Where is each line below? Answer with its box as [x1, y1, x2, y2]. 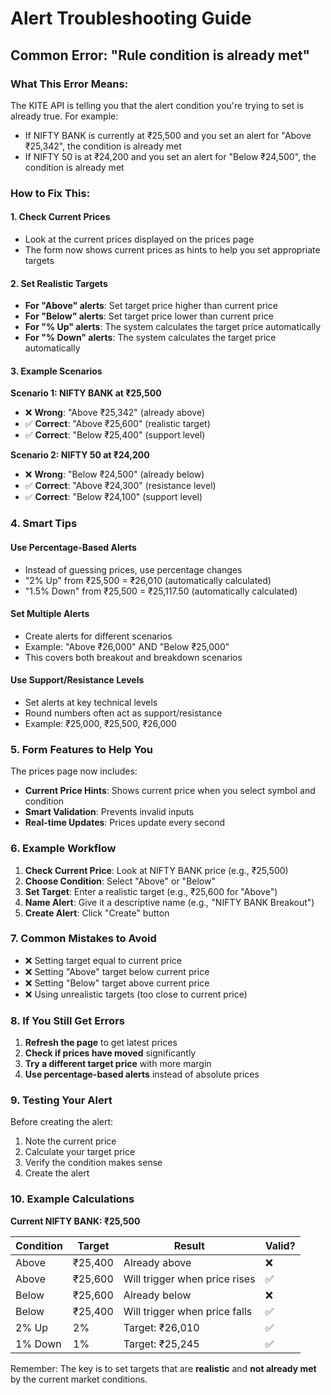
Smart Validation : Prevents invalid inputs [24, 806, 195, 818]
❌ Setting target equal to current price [24, 954, 182, 966]
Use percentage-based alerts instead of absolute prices [24, 1068, 260, 1081]
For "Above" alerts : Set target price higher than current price [24, 300, 278, 312]
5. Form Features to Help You [10, 742, 153, 756]
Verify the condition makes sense [24, 1157, 163, 1169]
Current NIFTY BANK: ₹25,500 [10, 1215, 141, 1227]
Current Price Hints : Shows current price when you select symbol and [24, 785, 316, 797]
